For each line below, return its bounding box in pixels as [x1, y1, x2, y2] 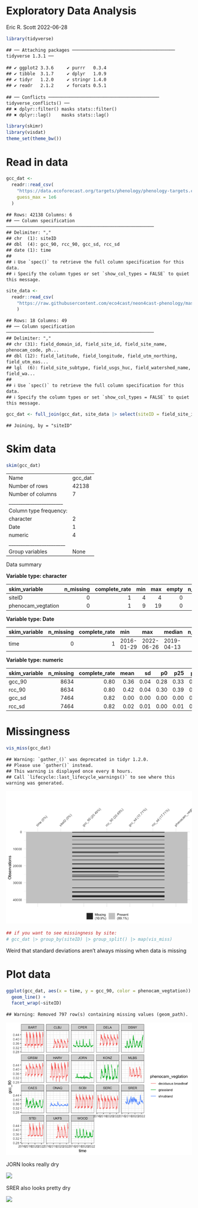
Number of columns [8, 491, 57, 498]
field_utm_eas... [6, 359, 49, 365]
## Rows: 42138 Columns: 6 [6, 212, 72, 218]
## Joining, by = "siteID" [6, 423, 72, 429]
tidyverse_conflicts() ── [6, 100, 70, 106]
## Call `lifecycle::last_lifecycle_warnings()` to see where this [6, 774, 176, 780]
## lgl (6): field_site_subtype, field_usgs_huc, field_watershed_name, [6, 365, 192, 371]
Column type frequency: [8, 507, 68, 514]
